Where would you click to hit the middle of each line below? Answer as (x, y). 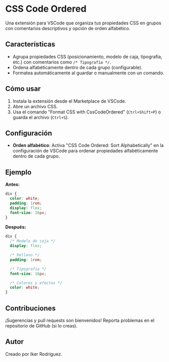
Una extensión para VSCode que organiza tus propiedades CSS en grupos (83, 23)
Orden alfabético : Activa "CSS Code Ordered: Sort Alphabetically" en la (88, 145)
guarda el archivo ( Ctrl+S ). (41, 117)
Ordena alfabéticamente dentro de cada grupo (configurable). (77, 67)
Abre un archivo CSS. (35, 106)
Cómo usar (23, 89)
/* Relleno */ (25, 255)
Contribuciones (31, 308)
